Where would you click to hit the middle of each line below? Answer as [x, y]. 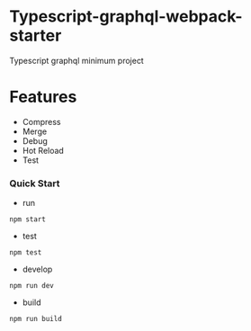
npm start [28, 219]
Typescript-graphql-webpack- [126, 17]
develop [37, 269]
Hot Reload [43, 150]
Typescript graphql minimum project [76, 60]
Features [43, 97]
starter [36, 36]
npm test [26, 253]
